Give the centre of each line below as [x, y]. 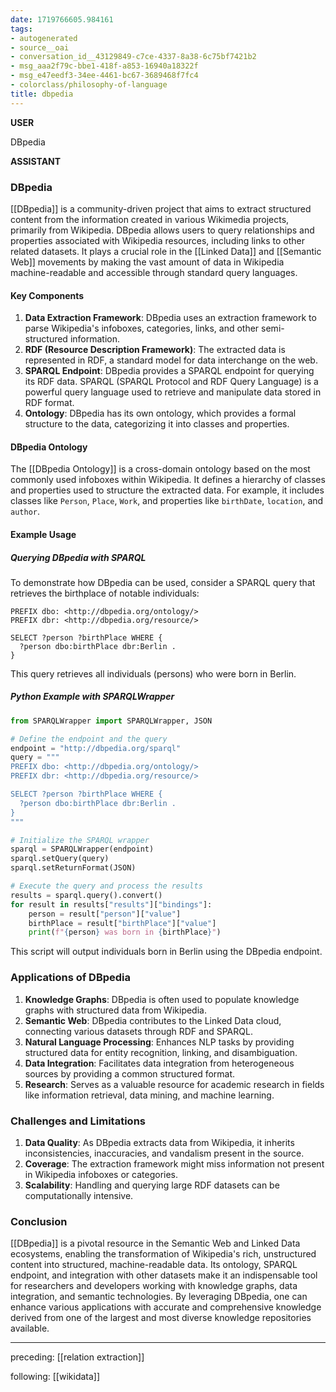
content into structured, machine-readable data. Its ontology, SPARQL [154, 1265]
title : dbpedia [42, 94]
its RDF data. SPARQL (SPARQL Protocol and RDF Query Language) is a [171, 382]
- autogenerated [44, 38]
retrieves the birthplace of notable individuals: [105, 593]
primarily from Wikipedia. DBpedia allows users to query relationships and [162, 230]
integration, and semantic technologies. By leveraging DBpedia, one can [159, 1297]
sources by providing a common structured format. [130, 1073]
